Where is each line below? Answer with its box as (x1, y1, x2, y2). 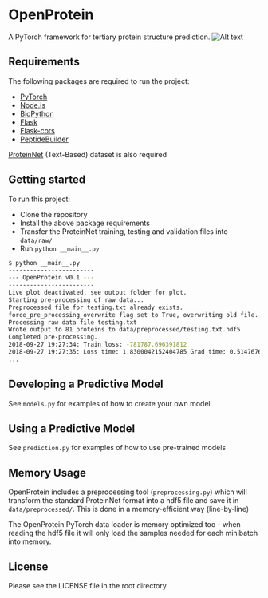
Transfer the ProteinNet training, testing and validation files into (19, 226, 229, 236)
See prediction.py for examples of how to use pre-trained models (8, 443, 227, 453)
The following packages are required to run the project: (8, 76, 190, 85)
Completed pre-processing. (8, 333, 98, 341)
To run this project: (8, 194, 70, 204)
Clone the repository (19, 209, 88, 219)
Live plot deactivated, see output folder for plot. (8, 289, 187, 297)
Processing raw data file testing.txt (8, 318, 137, 327)
